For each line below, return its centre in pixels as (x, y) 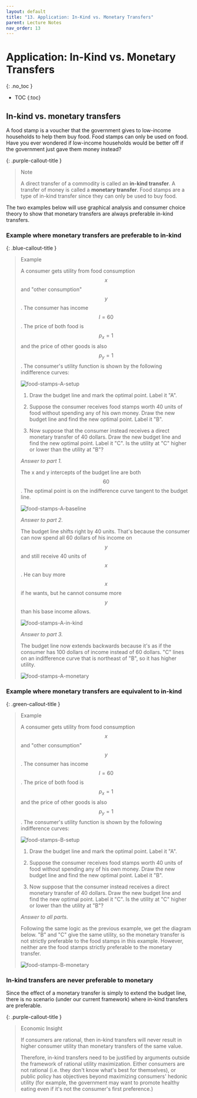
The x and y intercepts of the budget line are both (81, 472)
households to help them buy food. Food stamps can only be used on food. (97, 137)
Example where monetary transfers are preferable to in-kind (94, 235)
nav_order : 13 (24, 28)
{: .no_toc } (19, 86)
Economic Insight (41, 1028)
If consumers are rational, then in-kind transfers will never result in (101, 1040)
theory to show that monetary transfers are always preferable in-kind (90, 214)
